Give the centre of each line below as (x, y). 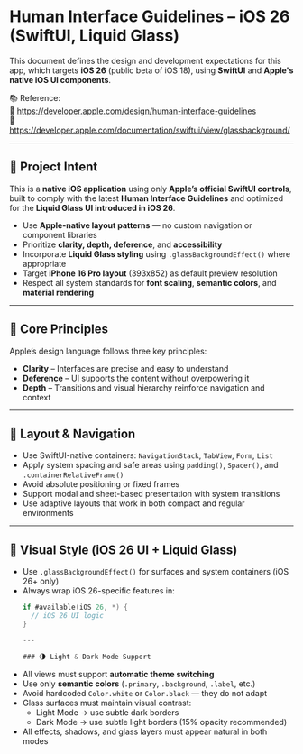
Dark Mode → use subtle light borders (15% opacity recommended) (161, 722)
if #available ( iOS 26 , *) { (75, 607)
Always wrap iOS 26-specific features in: (98, 591)
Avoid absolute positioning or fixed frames (101, 484)
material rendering (58, 292)
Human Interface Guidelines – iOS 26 (150, 17)
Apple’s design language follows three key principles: (108, 351)
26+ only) (41, 581)
